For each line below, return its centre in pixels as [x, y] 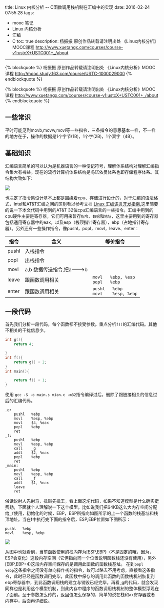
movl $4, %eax [31, 423]
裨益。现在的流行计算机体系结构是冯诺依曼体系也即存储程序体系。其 [90, 172]
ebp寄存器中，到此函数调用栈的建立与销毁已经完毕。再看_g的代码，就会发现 [82, 583]
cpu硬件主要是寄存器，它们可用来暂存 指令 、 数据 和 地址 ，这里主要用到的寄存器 [82, 216]
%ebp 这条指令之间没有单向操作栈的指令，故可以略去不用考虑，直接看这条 [78, 570]
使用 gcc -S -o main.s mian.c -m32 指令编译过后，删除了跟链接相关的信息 [79, 395]
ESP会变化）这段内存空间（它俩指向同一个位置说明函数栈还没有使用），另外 [81, 558]
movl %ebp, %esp [114, 277]
